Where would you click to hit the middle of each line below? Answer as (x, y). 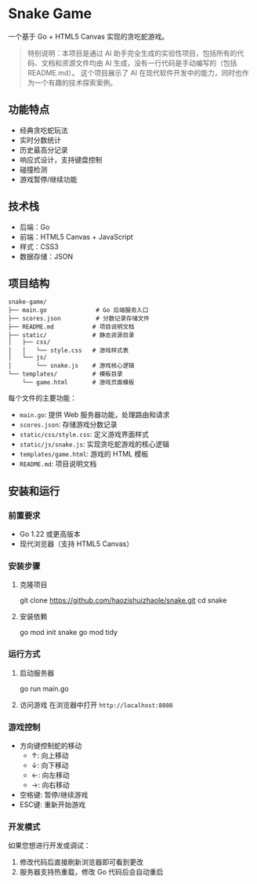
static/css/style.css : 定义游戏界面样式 (84, 435)
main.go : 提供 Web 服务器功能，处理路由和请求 (94, 415)
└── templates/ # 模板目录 (65, 374)
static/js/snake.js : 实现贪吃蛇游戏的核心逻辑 (94, 444)
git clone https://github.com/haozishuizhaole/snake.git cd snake (123, 600)
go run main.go (44, 688)
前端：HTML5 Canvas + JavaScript (76, 237)
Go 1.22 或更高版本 (50, 534)
